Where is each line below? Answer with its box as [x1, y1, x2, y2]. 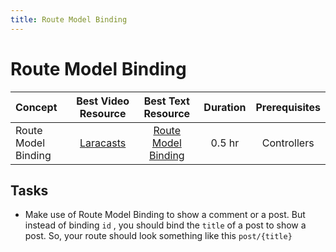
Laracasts [79, 136, 127, 150]
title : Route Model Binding [10, 14, 128, 25]
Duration [203, 100, 247, 114]
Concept [15, 100, 58, 114]
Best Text [143, 94, 190, 108]
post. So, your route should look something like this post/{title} [24, 230, 293, 242]
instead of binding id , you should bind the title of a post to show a [24, 219, 307, 231]
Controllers [261, 136, 315, 150]
